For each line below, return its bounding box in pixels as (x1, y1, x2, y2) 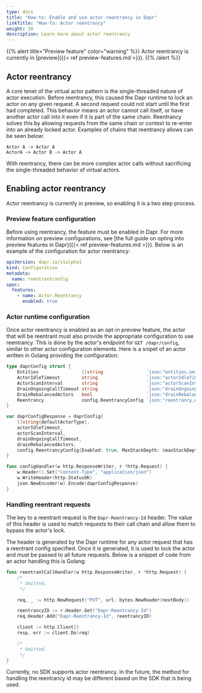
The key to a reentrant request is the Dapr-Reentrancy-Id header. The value (6, 514, 192, 521)
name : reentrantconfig (11, 276, 69, 282)
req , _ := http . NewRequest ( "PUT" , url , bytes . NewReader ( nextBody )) (17, 597, 189, 603)
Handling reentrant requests (6, 500, 91, 509)
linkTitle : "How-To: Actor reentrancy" (6, 20, 106, 26)
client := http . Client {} (17, 624, 79, 630)
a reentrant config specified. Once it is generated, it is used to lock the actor (6, 545, 195, 552)
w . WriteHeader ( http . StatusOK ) (17, 475, 93, 481)
